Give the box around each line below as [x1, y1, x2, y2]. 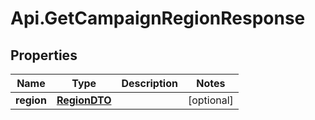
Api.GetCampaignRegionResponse [10, 7, 306, 30]
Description [121, 77, 178, 90]
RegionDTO [56, 93, 112, 107]
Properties [10, 47, 78, 64]
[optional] [187, 93, 234, 107]
